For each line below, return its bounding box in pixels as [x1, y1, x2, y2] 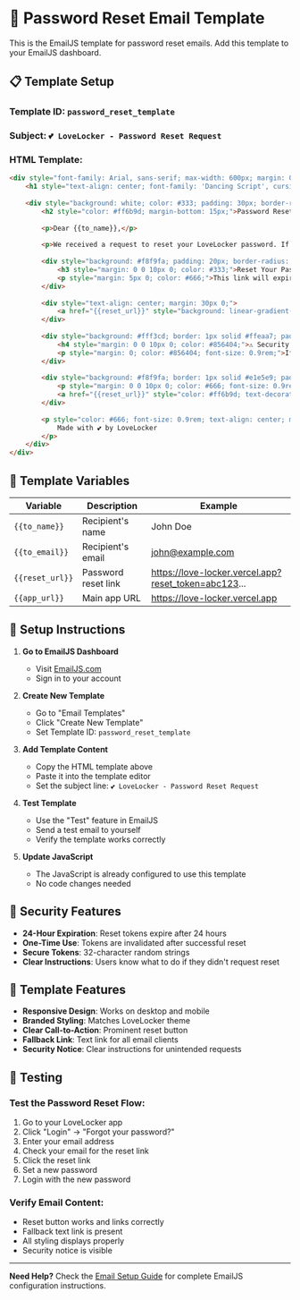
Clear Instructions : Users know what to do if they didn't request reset [21, 956, 279, 967]
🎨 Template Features [9, 982, 127, 998]
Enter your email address [21, 1136, 114, 1147]
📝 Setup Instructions [9, 622, 126, 638]
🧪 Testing [9, 1069, 63, 1085]
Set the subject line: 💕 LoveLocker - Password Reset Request [35, 780, 259, 791]
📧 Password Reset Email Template [9, 8, 265, 29]
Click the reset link [21, 1155, 91, 1166]
